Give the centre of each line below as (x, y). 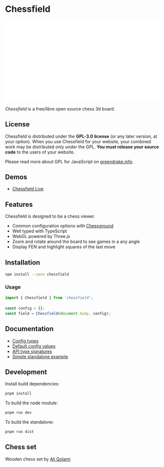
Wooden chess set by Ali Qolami (38, 459)
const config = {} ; (25, 308)
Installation (23, 262)
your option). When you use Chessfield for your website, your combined (78, 141)
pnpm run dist (20, 432)
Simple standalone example (40, 356)
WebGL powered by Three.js (41, 236)
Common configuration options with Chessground (63, 226)
